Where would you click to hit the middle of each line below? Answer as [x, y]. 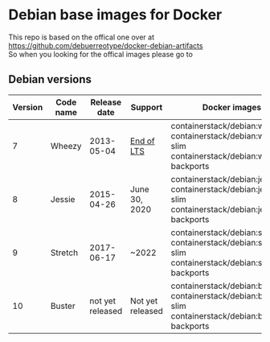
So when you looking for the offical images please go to [100, 54]
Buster [63, 306]
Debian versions [50, 79]
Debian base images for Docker [115, 15]
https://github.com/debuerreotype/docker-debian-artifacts [106, 45]
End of [142, 141]
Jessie [63, 199]
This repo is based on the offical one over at [82, 37]
